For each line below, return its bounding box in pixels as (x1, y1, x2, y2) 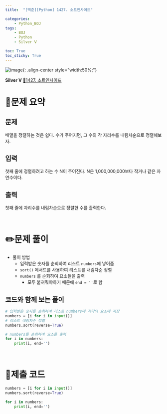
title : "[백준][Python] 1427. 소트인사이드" (5, 7, 93, 12)
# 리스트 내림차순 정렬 (5, 318, 45, 323)
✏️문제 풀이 (5, 234, 49, 245)
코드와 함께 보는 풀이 (5, 295, 64, 304)
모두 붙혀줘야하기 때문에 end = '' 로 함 (27, 279, 103, 285)
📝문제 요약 (5, 96, 46, 108)
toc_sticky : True (5, 53, 41, 58)
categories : (5, 16, 30, 21)
